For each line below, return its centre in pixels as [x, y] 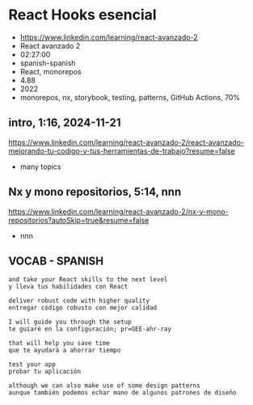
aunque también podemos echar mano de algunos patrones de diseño [122, 393]
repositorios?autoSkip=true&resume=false [79, 220]
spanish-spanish [48, 63]
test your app [32, 365]
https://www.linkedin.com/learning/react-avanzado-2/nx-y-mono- [118, 211]
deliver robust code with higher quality [79, 301]
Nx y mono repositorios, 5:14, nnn [95, 192]
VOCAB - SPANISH [56, 261]
